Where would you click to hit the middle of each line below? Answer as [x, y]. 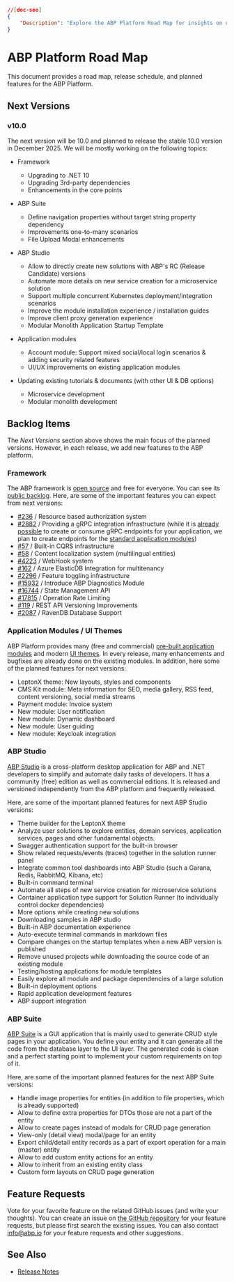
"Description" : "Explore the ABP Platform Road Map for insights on [121, 23]
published [32, 949]
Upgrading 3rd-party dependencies [79, 183]
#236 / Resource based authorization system [82, 517]
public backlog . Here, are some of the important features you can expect [112, 496]
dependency [46, 225]
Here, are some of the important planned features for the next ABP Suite [111, 1077]
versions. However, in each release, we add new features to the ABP [105, 447]
